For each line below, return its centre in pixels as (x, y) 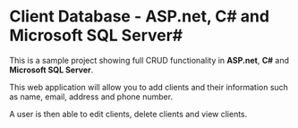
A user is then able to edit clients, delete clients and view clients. (128, 114)
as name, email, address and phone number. (91, 97)
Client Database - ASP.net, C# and (140, 17)
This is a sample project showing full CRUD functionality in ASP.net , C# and (149, 60)
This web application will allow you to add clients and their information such (149, 87)
